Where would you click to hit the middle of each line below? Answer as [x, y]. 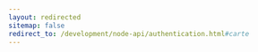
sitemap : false [37, 26]
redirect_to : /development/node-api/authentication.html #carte [129, 33]
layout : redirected [45, 17]
